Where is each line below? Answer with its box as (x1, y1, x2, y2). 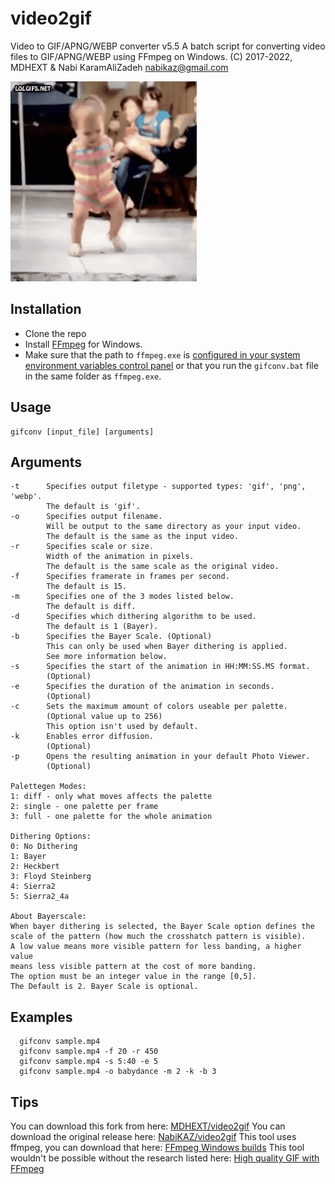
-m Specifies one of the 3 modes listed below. (10, 592, 235, 602)
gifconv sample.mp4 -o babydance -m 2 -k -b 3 (19, 1067, 217, 1077)
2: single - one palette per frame (10, 802, 159, 812)
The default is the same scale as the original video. (46, 562, 280, 572)
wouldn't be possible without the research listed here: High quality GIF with (10, 1152, 320, 1164)
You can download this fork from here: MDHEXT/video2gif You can (10, 1120, 286, 1132)
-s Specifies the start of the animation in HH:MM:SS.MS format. (10, 662, 311, 672)
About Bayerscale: (10, 912, 87, 922)
